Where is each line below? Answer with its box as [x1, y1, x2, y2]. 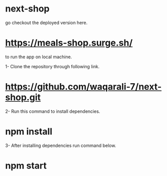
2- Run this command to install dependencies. [5, 108, 100, 114]
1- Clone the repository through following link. [5, 63, 100, 69]
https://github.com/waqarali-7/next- [5, 81, 162, 93]
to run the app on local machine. [5, 54, 72, 60]
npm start [5, 160, 47, 171]
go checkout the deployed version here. [5, 20, 88, 26]
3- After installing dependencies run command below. [5, 142, 116, 148]
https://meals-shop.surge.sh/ [5, 37, 133, 49]
